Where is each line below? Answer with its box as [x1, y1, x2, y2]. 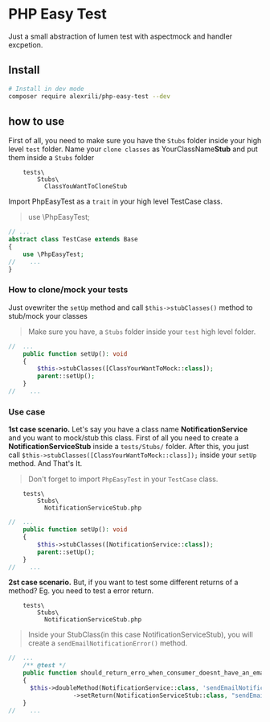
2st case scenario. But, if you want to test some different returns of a [8, 577, 239, 588]
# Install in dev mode [8, 85, 84, 93]
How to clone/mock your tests [8, 284, 129, 295]
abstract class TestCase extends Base [8, 235, 138, 244]
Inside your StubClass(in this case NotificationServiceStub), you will [27, 629, 253, 640]
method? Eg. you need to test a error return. [8, 586, 154, 596]
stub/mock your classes [8, 311, 88, 320]
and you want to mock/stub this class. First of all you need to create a [8, 433, 239, 443]
